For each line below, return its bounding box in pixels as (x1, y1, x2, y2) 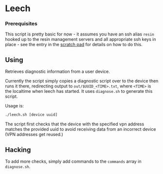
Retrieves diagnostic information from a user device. (5, 69, 110, 74)
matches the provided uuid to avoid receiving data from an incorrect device (5, 126, 157, 132)
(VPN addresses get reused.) (5, 132, 63, 138)
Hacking (5, 145, 31, 154)
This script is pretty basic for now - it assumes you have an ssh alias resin (5, 31, 154, 37)
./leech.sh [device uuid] (5, 112, 57, 117)
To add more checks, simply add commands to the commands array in (5, 158, 142, 164)
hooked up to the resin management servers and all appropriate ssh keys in (5, 36, 156, 42)
